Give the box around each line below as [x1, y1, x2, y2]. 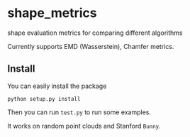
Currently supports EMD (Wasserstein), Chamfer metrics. [7, 42, 174, 50]
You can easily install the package [7, 82, 107, 90]
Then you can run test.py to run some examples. [7, 108, 151, 116]
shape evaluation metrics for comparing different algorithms [7, 28, 183, 37]
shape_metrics [7, 5, 97, 21]
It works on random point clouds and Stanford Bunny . [7, 121, 161, 130]
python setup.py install [7, 95, 81, 102]
